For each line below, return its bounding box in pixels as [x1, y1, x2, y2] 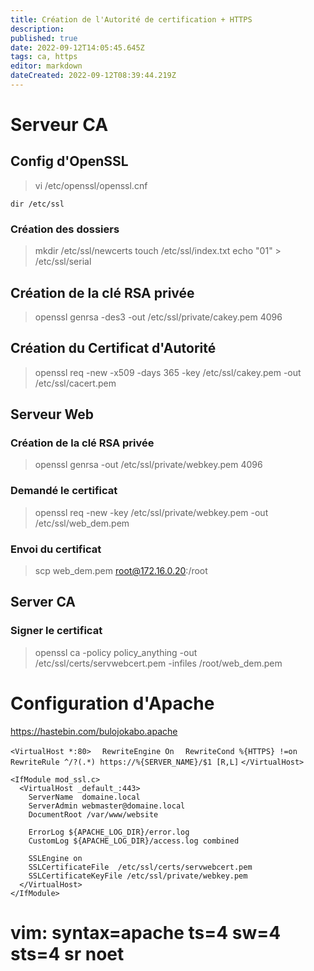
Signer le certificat [10, 624, 103, 638]
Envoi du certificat [10, 542, 102, 556]
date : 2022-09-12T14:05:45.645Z [10, 42, 145, 53]
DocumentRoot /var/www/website [28, 809, 159, 820]
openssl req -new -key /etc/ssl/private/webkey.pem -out [34, 506, 269, 518]
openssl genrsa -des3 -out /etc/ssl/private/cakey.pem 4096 [34, 311, 283, 323]
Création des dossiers [10, 222, 120, 236]
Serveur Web [10, 406, 94, 423]
